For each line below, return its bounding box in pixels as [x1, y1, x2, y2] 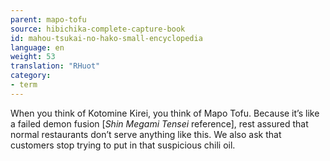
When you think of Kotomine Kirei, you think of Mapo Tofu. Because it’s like [10, 107, 320, 119]
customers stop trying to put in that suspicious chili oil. [10, 139, 236, 151]
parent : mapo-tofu [10, 14, 87, 25]
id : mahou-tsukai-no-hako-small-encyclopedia [10, 33, 203, 43]
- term [10, 80, 38, 90]
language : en [10, 42, 65, 53]
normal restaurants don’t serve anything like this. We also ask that [10, 128, 282, 140]
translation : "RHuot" [10, 61, 101, 71]
